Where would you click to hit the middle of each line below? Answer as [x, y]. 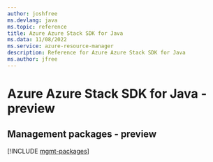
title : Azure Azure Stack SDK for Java [65, 33]
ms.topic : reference [37, 27]
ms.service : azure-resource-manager [60, 46]
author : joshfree [32, 14]
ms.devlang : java [32, 20]
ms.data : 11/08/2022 [37, 40]
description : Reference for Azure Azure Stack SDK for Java [97, 53]
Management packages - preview [82, 134]
